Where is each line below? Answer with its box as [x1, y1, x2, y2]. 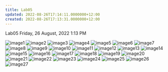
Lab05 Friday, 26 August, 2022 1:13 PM [5, 30, 87, 36]
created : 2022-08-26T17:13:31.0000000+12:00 [5, 16, 100, 21]
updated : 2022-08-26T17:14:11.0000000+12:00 [5, 12, 100, 17]
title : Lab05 [5, 7, 33, 12]
